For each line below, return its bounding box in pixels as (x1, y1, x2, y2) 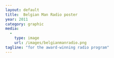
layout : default (5, 7, 39, 13)
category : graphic (5, 21, 44, 27)
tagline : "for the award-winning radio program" (5, 45, 109, 50)
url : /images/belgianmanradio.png (14, 40, 87, 45)
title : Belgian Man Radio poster (5, 12, 78, 17)
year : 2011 (5, 17, 28, 22)
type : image (14, 36, 39, 41)
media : (5, 26, 19, 31)
